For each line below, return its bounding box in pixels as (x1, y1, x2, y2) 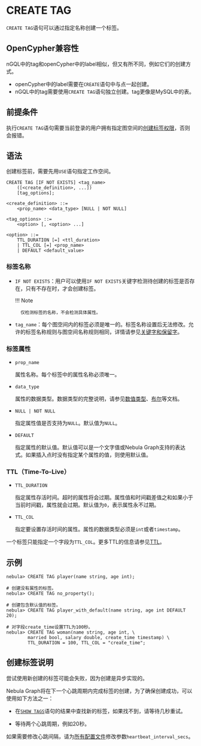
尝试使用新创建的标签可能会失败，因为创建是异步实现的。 (6, 674, 148, 681)
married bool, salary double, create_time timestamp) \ (28, 635, 170, 641)
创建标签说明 (6, 658, 54, 668)
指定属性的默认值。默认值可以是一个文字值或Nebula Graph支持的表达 (14, 444, 185, 451)
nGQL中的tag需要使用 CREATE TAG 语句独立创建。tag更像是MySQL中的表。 (14, 88, 195, 95)
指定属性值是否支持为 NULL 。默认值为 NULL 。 (14, 419, 121, 426)
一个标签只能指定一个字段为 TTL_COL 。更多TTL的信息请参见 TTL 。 (6, 539, 166, 546)
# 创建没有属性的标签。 (6, 585, 57, 592)
